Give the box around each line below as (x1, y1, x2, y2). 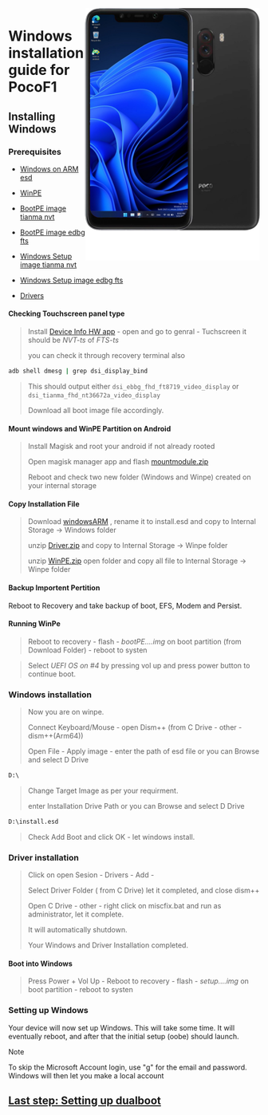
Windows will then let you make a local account (8, 1070, 164, 1080)
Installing (8, 109, 56, 123)
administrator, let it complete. (27, 909, 124, 920)
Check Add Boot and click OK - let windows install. (27, 832, 195, 841)
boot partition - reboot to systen (27, 985, 134, 995)
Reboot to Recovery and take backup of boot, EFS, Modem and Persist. (8, 601, 242, 610)
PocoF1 (8, 78, 57, 97)
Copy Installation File (8, 498, 80, 509)
